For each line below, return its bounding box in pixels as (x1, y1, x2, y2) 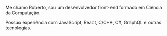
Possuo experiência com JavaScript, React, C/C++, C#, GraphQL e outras (5, 20, 162, 25)
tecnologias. (5, 25, 32, 31)
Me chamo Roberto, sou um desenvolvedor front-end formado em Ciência (5, 5, 162, 10)
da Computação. (5, 10, 41, 16)
